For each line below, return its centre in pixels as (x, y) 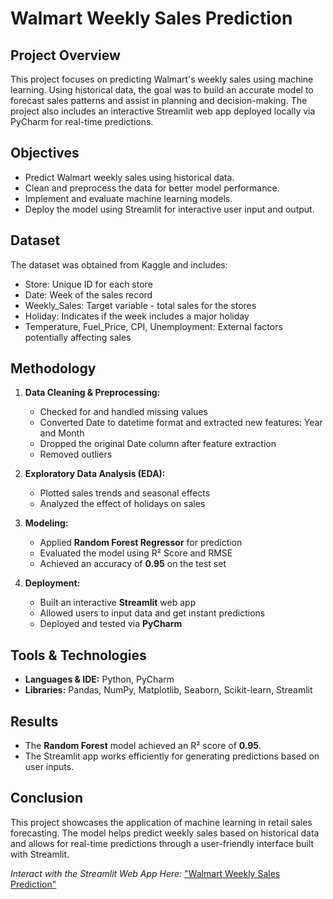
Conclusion (47, 798)
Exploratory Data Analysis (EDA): (95, 474)
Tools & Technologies (78, 655)
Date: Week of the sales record (88, 294)
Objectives (45, 153)
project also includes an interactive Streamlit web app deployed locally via (163, 111)
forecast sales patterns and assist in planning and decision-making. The (159, 100)
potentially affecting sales (78, 337)
